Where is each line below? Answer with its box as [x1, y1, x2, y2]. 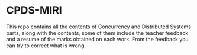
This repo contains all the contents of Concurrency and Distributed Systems [6, 23, 191, 30]
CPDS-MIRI [6, 4, 62, 17]
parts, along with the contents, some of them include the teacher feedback [6, 29, 189, 36]
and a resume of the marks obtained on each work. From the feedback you [6, 35, 189, 43]
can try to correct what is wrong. [6, 42, 86, 49]
